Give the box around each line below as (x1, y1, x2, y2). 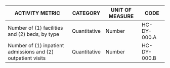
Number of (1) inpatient (8, 42, 64, 49)
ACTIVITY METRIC (14, 10, 61, 17)
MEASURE (108, 13, 134, 20)
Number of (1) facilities (8, 25, 63, 31)
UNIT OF (110, 7, 132, 13)
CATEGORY (72, 10, 101, 17)
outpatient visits (8, 55, 46, 61)
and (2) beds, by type (8, 31, 60, 37)
